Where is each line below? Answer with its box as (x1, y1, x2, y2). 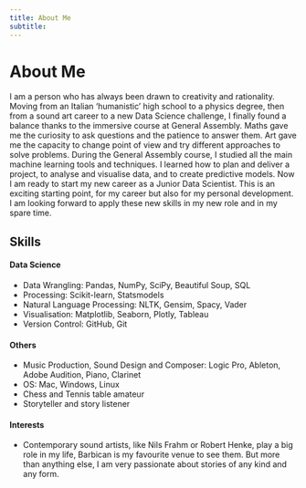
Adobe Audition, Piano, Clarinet (22, 369, 142, 380)
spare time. (9, 207, 52, 219)
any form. (22, 469, 59, 480)
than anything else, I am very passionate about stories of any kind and (22, 459, 288, 470)
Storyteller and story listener (22, 399, 131, 410)
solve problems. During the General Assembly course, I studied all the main (9, 150, 293, 161)
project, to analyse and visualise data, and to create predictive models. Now (9, 169, 295, 180)
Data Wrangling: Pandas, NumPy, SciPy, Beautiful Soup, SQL (22, 280, 251, 291)
